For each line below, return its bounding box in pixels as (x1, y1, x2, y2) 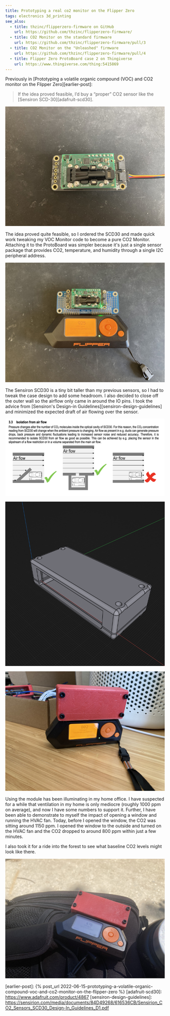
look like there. (5, 849, 36, 855)
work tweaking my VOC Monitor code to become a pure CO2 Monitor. (5, 237, 150, 243)
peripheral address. (5, 253, 47, 259)
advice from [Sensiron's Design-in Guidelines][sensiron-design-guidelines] (5, 404, 162, 410)
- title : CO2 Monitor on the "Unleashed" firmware (10, 46, 119, 51)
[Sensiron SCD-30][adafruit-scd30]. (17, 97, 94, 103)
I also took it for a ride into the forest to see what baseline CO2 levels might (5, 843, 162, 849)
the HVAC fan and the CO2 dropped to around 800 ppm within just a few (5, 828, 156, 834)
